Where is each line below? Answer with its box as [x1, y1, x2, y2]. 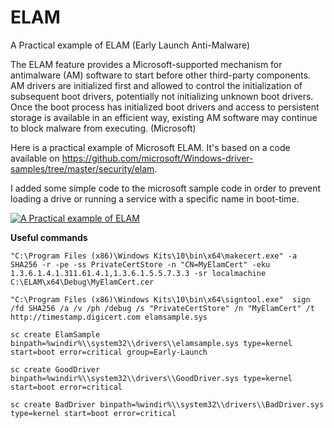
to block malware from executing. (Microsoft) [10, 122, 197, 134]
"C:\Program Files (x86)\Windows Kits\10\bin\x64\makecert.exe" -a [10, 251, 298, 261]
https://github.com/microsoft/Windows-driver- [61, 152, 254, 164]
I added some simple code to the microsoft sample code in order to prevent [10, 182, 322, 194]
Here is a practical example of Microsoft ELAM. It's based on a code [10, 141, 291, 153]
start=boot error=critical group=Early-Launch [10, 347, 208, 357]
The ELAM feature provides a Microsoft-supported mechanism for [10, 58, 283, 70]
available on [10, 152, 60, 164]
